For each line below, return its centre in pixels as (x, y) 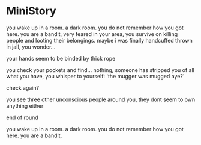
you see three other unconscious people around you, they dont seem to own (101, 99)
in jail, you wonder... (31, 47)
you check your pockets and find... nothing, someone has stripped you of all (100, 70)
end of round (22, 117)
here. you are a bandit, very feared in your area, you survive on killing (92, 34)
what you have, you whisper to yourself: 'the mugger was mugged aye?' (95, 76)
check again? (23, 87)
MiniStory (31, 11)
